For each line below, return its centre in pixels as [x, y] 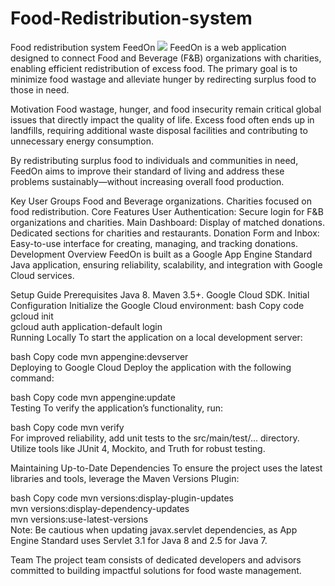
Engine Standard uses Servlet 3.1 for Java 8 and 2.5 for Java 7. [139, 540]
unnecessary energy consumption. [82, 141]
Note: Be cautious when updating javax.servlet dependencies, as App [154, 529]
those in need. [40, 89]
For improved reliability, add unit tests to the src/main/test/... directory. [155, 438]
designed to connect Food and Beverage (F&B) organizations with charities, [166, 58]
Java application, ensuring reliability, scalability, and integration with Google [166, 264]
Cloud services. [42, 275]
